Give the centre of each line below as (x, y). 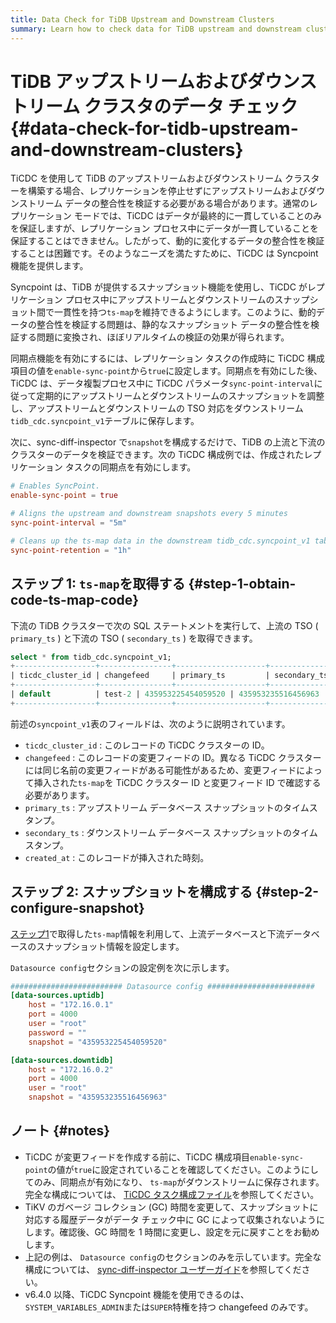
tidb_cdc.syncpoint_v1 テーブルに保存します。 (105, 421)
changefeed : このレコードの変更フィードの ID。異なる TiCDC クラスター (173, 757)
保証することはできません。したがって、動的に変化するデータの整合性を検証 (167, 241)
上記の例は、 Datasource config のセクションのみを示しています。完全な (173, 1257)
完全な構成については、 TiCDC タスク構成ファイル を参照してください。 (172, 1194)
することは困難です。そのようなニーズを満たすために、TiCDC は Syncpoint (164, 253)
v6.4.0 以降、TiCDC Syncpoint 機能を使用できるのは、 (137, 1294)
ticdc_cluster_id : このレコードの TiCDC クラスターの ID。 (147, 745)
